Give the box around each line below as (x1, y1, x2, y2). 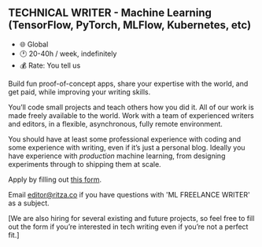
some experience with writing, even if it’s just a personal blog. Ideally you (8, 142, 245, 152)
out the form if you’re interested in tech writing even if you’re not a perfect (8, 222, 249, 231)
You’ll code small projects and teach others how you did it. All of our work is (8, 102, 254, 112)
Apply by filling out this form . (8, 175, 102, 184)
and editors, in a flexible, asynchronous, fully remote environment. (8, 119, 223, 128)
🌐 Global (19, 39, 49, 49)
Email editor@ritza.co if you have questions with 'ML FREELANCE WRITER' (8, 190, 250, 199)
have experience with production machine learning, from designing (8, 151, 226, 160)
